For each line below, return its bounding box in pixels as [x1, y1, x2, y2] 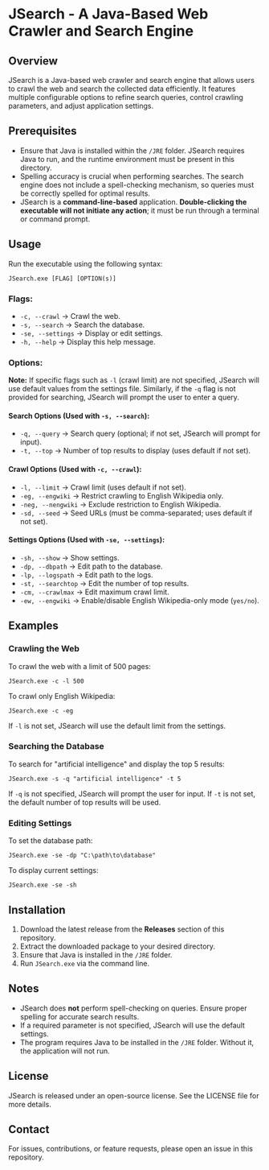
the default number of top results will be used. [8, 797, 161, 807]
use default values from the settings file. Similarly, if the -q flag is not [8, 384, 236, 394]
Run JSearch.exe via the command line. [19, 958, 150, 968]
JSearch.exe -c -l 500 [8, 677, 84, 685]
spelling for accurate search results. [19, 1011, 140, 1021]
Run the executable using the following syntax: [8, 258, 163, 268]
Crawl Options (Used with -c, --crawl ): [8, 465, 142, 474]
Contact [8, 1122, 50, 1136]
